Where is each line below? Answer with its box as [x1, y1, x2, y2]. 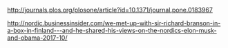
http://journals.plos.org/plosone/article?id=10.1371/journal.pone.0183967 [7, 6, 213, 14]
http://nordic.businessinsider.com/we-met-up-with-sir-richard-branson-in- [7, 19, 221, 27]
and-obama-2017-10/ [7, 34, 68, 42]
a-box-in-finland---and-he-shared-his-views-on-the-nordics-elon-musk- [7, 27, 217, 34]
